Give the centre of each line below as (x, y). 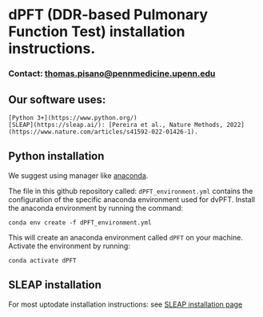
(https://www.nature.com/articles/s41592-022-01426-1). (103, 132)
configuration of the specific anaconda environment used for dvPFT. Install (132, 199)
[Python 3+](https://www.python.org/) (73, 117)
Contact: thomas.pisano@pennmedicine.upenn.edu (112, 73)
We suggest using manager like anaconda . (78, 175)
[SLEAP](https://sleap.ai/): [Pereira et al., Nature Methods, (116, 125)
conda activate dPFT (43, 260)
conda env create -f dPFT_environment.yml (80, 222)
